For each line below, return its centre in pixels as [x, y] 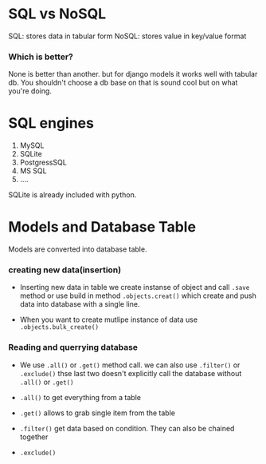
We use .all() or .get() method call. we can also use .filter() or [130, 365]
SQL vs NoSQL [57, 14]
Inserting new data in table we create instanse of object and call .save [135, 288]
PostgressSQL [43, 163]
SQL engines [51, 123]
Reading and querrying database [73, 347]
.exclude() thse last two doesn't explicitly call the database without [131, 373]
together [34, 437]
